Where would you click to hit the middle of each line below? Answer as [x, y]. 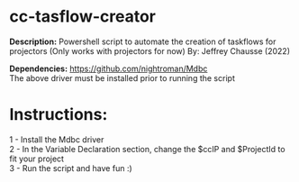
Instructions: [59, 115]
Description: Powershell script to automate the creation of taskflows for [143, 41]
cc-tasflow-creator [82, 17]
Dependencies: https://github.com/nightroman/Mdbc [109, 68]
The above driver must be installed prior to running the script [122, 77]
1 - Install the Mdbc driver [57, 139]
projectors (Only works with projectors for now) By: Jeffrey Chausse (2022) [150, 50]
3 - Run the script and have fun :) [71, 168]
